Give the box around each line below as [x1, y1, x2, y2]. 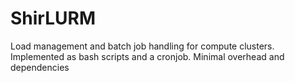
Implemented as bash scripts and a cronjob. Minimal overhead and [10, 50, 285, 62]
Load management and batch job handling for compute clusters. [10, 40, 275, 52]
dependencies [10, 61, 70, 73]
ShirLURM [10, 7, 96, 30]
